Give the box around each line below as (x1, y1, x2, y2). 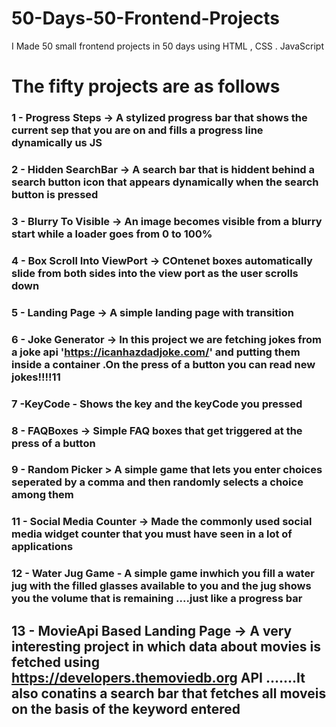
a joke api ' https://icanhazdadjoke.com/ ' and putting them (11, 345, 301, 359)
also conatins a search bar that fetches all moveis (11, 685, 327, 702)
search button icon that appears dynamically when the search (11, 175, 319, 189)
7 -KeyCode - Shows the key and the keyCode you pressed (11, 397, 303, 411)
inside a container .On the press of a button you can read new (11, 357, 316, 371)
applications (11, 540, 74, 554)
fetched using (11, 653, 100, 671)
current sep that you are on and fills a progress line (11, 123, 264, 137)
